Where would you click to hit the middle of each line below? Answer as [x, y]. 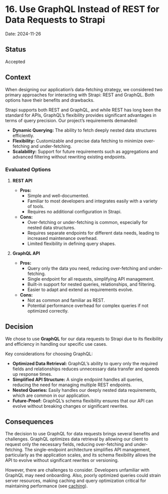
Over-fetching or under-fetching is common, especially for [87, 222]
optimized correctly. [48, 311]
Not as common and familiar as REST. [66, 300]
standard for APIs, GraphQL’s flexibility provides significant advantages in [81, 115]
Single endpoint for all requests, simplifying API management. [91, 279]
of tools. [36, 206]
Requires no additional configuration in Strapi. [74, 211]
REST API [22, 180]
